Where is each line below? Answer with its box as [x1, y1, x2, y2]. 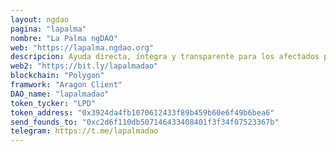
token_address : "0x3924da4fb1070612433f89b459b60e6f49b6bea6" [10, 107, 275, 118]
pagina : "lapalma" [10, 24, 87, 34]
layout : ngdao [10, 14, 70, 25]
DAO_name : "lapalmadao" [10, 89, 110, 99]
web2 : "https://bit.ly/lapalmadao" [10, 61, 159, 71]
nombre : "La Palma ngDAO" [10, 33, 118, 43]
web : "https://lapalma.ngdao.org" [10, 42, 155, 53]
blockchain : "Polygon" [10, 71, 105, 81]
